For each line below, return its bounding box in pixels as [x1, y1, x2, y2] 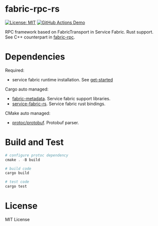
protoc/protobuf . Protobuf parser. [12, 119, 79, 125]
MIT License [5, 217, 30, 222]
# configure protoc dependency [5, 152, 69, 158]
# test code [5, 179, 29, 185]
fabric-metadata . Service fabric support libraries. [12, 95, 111, 101]
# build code [5, 166, 32, 171]
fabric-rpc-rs [5, 3, 60, 15]
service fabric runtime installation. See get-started [12, 76, 113, 82]
